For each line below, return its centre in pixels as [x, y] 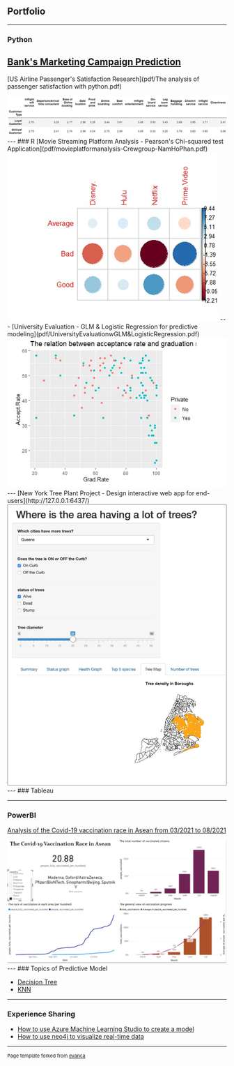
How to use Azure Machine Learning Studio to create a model [106, 1029]
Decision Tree [37, 982]
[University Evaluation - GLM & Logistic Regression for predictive [105, 326]
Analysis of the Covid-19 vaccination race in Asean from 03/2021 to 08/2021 [117, 830]
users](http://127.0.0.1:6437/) [48, 501]
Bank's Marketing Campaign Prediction [94, 62]
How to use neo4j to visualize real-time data [80, 1037]
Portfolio [26, 12]
